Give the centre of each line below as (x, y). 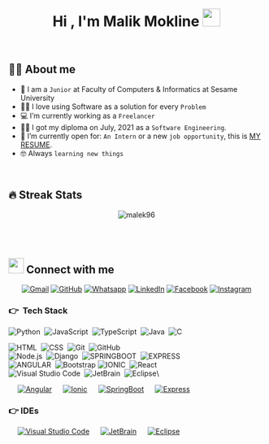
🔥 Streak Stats (46, 195)
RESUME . (36, 144)
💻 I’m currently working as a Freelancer (88, 115)
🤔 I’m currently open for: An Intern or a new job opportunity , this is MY (141, 136)
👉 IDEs (24, 411)
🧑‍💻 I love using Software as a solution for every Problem (113, 107)
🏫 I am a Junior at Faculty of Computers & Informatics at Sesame (129, 89)
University (37, 98)
